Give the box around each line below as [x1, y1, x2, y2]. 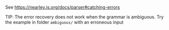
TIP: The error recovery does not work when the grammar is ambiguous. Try [5, 14, 164, 19]
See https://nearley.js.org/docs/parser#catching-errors [5, 4, 120, 10]
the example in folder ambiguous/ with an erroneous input [5, 19, 124, 25]
